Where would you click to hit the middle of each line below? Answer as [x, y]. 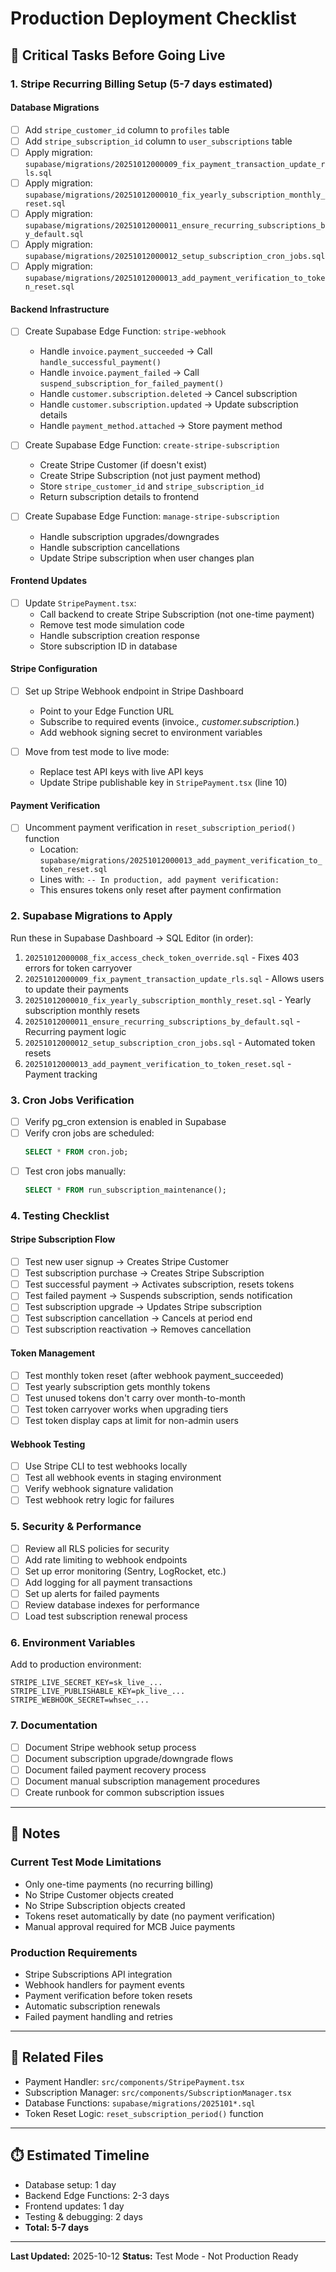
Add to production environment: [76, 1664]
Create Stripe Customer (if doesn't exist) [123, 465]
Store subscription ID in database [108, 646]
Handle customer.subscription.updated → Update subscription [169, 404]
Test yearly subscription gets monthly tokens [117, 1386]
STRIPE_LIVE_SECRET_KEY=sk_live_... [86, 1683]
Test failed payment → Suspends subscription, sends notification [158, 1296]
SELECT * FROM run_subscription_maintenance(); [125, 1190]
